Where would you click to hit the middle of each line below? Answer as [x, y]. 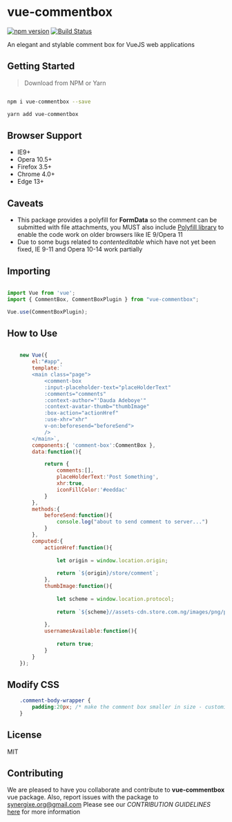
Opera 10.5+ [35, 160]
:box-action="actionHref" [81, 413]
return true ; [75, 644]
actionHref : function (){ [78, 547]
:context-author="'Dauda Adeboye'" [95, 400]
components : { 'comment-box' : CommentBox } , [94, 445]
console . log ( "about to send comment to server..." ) [132, 522]
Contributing [35, 773]
